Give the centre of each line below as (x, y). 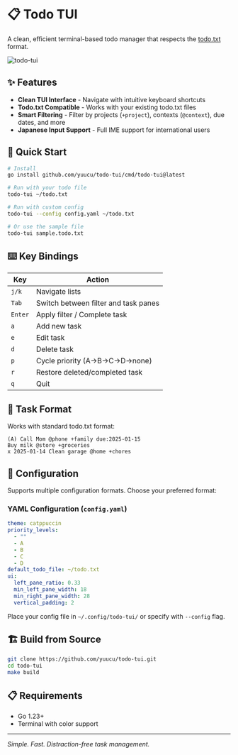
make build (23, 673)
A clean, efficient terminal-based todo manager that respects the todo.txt (114, 39)
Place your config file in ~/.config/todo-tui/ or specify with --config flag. (116, 616)
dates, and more (41, 122)
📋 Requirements (45, 696)
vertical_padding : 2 (44, 602)
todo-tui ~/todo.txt (38, 194)
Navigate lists (58, 292)
